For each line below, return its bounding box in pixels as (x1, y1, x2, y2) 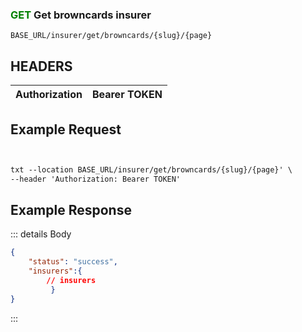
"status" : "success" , (28, 257, 118, 267)
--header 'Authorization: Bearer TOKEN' (10, 174, 182, 184)
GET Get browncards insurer (10, 8, 152, 22)
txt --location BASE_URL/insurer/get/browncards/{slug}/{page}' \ (10, 164, 293, 175)
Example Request (10, 121, 122, 138)
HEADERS (10, 58, 73, 75)
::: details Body (10, 228, 72, 240)
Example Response (10, 202, 132, 219)
